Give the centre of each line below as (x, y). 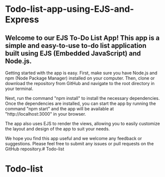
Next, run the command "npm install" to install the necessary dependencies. (82, 98)
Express (22, 20)
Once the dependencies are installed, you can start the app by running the (81, 103)
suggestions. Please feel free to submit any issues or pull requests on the (80, 144)
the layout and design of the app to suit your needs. (57, 129)
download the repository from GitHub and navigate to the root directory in (80, 83)
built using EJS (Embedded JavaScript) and (73, 53)
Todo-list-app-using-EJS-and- (70, 9)
